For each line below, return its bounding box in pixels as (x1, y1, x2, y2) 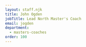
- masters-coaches (9, 30, 47, 35)
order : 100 (5, 35, 27, 40)
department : (5, 25, 29, 30)
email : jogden (5, 21, 34, 26)
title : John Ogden (5, 12, 42, 17)
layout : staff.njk (5, 7, 42, 12)
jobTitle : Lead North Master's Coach (5, 16, 82, 21)
